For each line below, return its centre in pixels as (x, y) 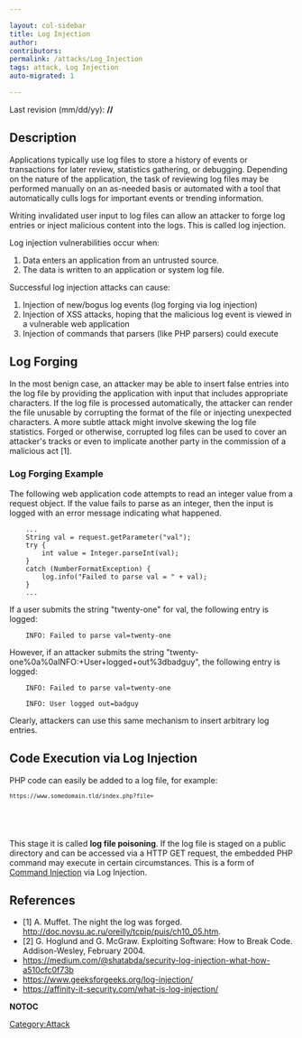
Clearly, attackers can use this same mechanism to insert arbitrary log (139, 720)
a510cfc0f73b (48, 970)
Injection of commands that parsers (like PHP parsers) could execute (151, 333)
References (42, 900)
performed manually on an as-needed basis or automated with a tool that (145, 188)
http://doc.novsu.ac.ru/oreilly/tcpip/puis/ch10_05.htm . (121, 931)
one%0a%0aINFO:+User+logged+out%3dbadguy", (105, 662)
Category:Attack (40, 1024)
